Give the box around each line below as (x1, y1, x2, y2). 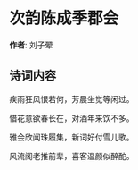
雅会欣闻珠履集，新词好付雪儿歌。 (9, 132, 134, 142)
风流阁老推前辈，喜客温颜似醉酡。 (9, 150, 134, 161)
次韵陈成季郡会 (9, 8, 119, 29)
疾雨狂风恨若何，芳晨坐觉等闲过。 (9, 93, 134, 104)
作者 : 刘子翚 (9, 39, 53, 50)
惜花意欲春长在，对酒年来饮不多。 (9, 113, 134, 123)
